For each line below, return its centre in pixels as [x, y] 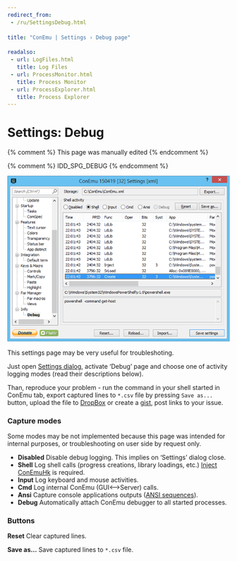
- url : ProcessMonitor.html [51, 74]
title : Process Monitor [51, 82]
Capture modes [35, 420]
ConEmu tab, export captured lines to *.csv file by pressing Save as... [110, 395]
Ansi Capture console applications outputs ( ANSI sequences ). [108, 495]
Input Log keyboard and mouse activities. [78, 480]
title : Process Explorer [53, 97]
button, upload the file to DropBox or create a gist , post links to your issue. [115, 402]
